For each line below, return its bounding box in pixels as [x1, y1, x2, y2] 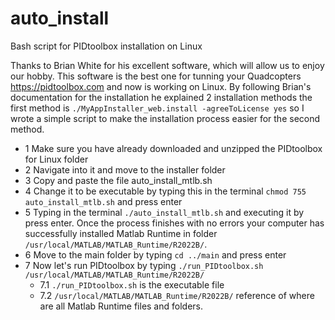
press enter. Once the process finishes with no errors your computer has [24, 217, 325, 229]
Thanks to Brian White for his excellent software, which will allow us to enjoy [10, 59, 325, 71]
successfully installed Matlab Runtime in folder [24, 227, 218, 239]
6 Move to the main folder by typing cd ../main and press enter [24, 248, 287, 261]
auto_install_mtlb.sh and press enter [24, 195, 183, 207]
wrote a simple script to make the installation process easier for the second [10, 112, 321, 124]
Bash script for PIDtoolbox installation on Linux [10, 40, 203, 52]
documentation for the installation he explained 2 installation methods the [10, 91, 313, 103]
